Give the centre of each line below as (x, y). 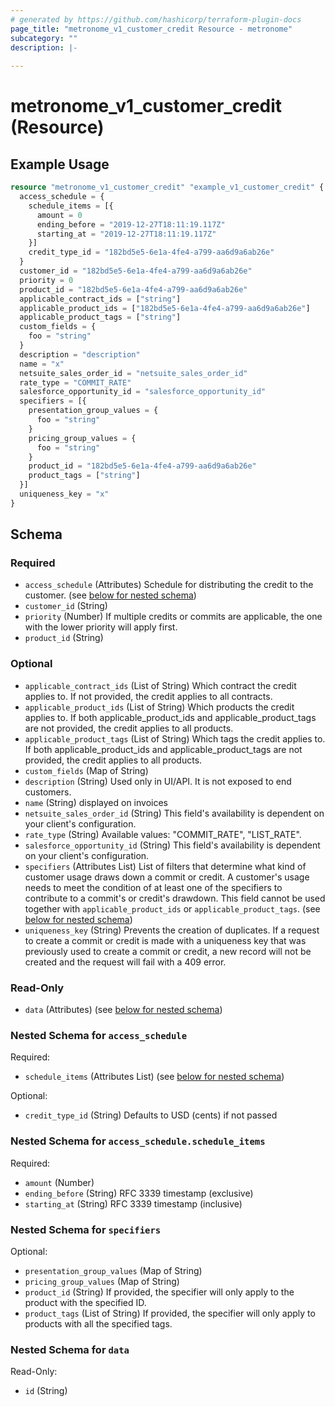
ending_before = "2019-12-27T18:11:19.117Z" (131, 224)
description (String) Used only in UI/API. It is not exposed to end (158, 781)
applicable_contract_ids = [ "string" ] (100, 299)
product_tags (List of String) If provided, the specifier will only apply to (170, 1313)
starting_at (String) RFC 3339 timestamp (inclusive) (133, 1203)
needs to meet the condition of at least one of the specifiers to (153, 887)
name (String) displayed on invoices (96, 802)
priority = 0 (46, 280)
